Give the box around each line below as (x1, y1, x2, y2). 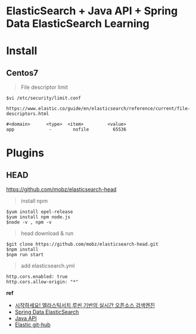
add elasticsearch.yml (20, 262, 75, 270)
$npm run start (6, 252, 44, 258)
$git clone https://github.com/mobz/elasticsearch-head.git (6, 242, 159, 248)
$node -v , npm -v (6, 219, 52, 225)
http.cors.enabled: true (6, 274, 68, 280)
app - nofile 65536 (6, 126, 127, 132)
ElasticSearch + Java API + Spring (6, 4, 178, 18)
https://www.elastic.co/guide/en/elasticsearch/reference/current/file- (6, 106, 191, 112)
